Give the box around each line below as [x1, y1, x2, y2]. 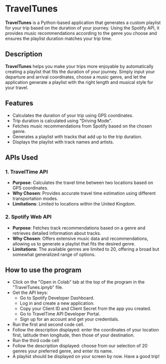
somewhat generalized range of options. [12, 251, 96, 257]
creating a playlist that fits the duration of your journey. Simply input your [5, 68, 156, 74]
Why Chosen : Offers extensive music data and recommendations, [12, 235, 149, 241]
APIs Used [5, 153, 38, 161]
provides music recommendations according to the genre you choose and [5, 30, 157, 36]
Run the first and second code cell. [12, 321, 85, 327]
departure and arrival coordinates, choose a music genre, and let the [5, 73, 146, 80]
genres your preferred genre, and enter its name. [12, 348, 113, 354]
